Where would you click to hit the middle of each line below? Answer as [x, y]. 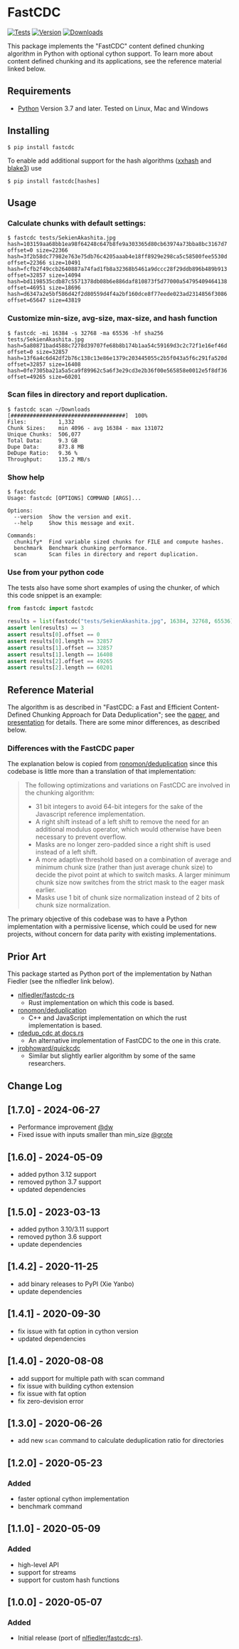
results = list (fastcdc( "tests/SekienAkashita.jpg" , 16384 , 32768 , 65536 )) [122, 621]
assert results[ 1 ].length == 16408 [60, 654]
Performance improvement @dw [65, 1127]
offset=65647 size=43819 [44, 300]
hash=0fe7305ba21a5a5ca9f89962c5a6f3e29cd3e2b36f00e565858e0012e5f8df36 [117, 371]
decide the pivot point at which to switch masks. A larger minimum [133, 875]
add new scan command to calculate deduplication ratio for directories [121, 1441]
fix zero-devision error [51, 1401]
